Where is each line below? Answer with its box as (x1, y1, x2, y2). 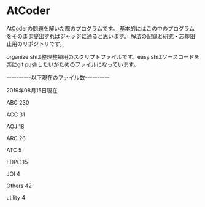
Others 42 (6, 182, 32, 189)
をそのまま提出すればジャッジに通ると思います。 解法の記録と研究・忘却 (6, 32, 190, 40)
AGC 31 (6, 111, 26, 118)
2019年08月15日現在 (6, 86, 58, 94)
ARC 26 (6, 134, 26, 141)
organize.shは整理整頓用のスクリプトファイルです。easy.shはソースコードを (6, 53, 200, 60)
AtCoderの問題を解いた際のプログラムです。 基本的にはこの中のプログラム (6, 24, 195, 32)
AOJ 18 (6, 122, 25, 130)
